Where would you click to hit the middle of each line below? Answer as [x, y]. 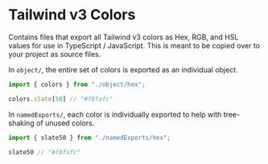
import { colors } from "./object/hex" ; [77, 84]
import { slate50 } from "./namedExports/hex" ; [90, 137]
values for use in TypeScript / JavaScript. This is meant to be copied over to [134, 45]
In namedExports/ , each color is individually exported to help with [115, 114]
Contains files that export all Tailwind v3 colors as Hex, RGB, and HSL [124, 37]
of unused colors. [65, 123]
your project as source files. [55, 54]
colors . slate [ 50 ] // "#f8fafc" [61, 99]
